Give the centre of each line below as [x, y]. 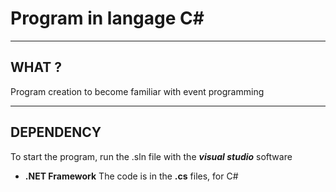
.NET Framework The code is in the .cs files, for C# [131, 176]
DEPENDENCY [56, 132]
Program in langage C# [107, 18]
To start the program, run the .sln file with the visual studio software [151, 156]
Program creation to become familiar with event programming [137, 91]
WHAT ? [36, 67]
